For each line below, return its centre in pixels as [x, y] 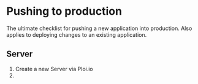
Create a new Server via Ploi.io [54, 69]
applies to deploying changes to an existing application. [77, 34]
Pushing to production [64, 11]
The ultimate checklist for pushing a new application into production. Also [99, 28]
